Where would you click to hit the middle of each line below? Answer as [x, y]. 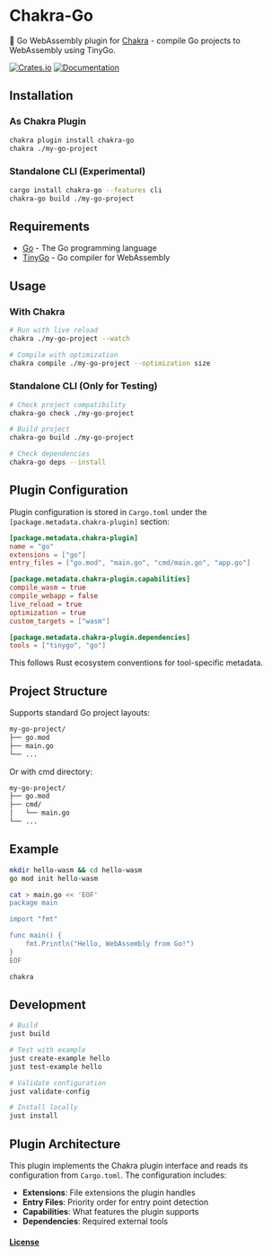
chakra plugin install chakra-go [72, 140]
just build [30, 1034]
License [25, 1242]
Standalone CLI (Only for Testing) [84, 386]
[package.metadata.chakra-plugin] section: [90, 521]
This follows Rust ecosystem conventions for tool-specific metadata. [136, 663]
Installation [41, 96]
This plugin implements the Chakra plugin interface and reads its [129, 1166]
